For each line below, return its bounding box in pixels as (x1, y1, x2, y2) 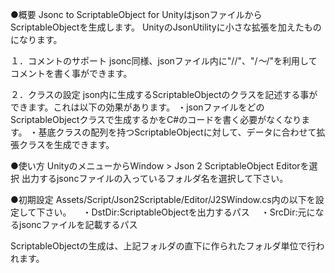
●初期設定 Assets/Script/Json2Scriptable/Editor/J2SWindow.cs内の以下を (10, 194, 316, 205)
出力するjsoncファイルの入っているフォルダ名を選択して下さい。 (21, 173, 289, 184)
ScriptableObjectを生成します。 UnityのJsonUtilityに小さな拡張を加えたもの (10, 21, 322, 33)
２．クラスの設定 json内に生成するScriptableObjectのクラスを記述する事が (10, 89, 318, 100)
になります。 (10, 34, 63, 45)
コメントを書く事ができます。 (10, 68, 133, 79)
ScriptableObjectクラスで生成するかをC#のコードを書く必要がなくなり (10, 114, 302, 125)
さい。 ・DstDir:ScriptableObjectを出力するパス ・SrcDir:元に (44, 206, 316, 218)
